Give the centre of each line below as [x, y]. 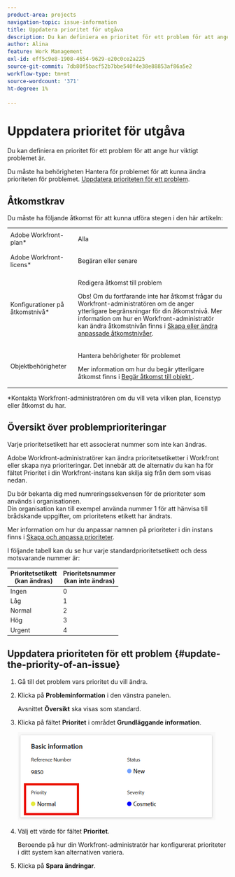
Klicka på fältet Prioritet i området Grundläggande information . [109, 722]
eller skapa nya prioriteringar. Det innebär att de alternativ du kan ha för [111, 465]
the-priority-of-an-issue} [64, 665]
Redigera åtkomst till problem [120, 283]
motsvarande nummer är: [44, 558]
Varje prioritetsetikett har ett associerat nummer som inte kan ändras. [107, 444]
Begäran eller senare [108, 261]
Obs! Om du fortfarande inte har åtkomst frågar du [150, 297]
